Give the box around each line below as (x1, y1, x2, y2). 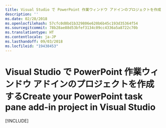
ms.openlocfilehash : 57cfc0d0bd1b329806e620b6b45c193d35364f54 (5, 21, 138, 26)
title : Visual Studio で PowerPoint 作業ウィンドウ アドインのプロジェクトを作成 (5, 7, 162, 12)
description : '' (5, 12, 39, 17)
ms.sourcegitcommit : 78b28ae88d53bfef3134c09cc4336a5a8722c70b (5, 26, 138, 30)
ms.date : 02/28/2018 (5, 16, 48, 21)
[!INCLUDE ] (5, 118, 29, 124)
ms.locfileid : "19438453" (5, 44, 58, 49)
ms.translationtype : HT (5, 30, 54, 35)
